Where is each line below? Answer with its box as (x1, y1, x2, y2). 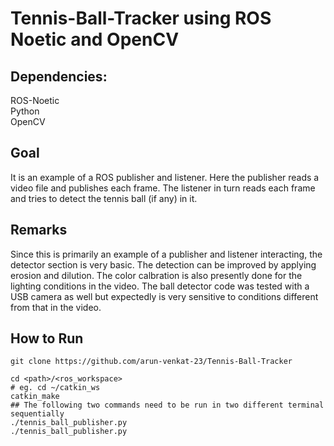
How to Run (10, 330, 84, 347)
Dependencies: (10, 68, 108, 85)
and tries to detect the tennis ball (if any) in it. (10, 192, 198, 204)
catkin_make (10, 392, 60, 402)
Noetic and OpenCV (10, 28, 180, 51)
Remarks (10, 222, 68, 239)
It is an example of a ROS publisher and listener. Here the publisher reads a (10, 171, 320, 183)
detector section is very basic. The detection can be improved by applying (10, 258, 317, 271)
